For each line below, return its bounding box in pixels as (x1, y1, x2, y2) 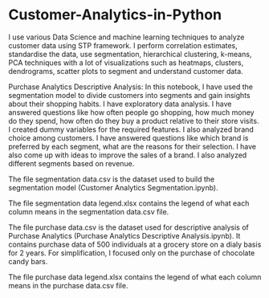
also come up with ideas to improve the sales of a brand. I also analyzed (8, 150, 247, 160)
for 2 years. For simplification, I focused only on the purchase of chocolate (8, 247, 255, 258)
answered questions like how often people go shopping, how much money (8, 107, 255, 117)
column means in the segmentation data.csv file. (8, 206, 169, 216)
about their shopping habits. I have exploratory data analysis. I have (8, 99, 232, 108)
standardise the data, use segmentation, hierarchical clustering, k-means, (8, 49, 252, 59)
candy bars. (8, 256, 48, 266)
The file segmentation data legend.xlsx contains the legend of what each (8, 198, 250, 208)
